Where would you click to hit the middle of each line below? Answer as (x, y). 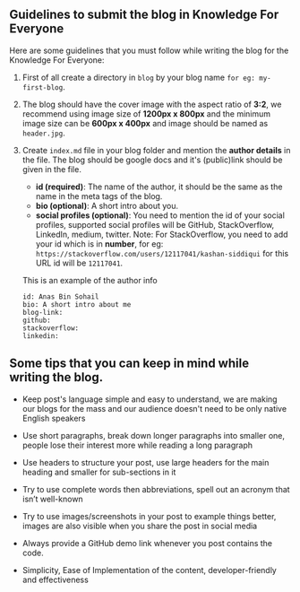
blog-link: (43, 312)
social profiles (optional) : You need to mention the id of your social (160, 215)
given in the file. (52, 169)
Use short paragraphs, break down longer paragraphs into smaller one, (153, 435)
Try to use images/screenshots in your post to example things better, (149, 516)
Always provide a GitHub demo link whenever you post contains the (147, 543)
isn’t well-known (52, 499)
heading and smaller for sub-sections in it (99, 472)
